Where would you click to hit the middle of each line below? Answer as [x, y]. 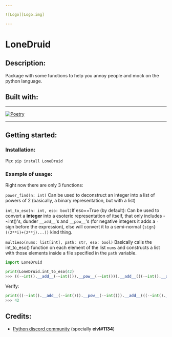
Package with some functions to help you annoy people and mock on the [82, 75]
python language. [24, 81]
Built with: [22, 97]
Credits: [18, 316]
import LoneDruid [24, 262]
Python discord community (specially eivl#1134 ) [64, 329]
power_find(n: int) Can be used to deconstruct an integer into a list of [80, 195]
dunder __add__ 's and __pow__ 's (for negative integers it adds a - [91, 221]
